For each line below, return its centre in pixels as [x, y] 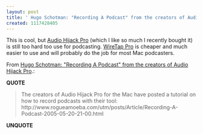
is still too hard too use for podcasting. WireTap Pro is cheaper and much [97, 46]
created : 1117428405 [32, 23]
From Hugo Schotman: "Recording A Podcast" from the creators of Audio [97, 65]
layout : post [23, 12]
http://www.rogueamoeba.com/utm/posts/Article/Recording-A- [99, 107]
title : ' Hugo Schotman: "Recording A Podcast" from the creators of [96, 18]
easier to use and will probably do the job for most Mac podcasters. [91, 53]
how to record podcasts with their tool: [69, 101]
